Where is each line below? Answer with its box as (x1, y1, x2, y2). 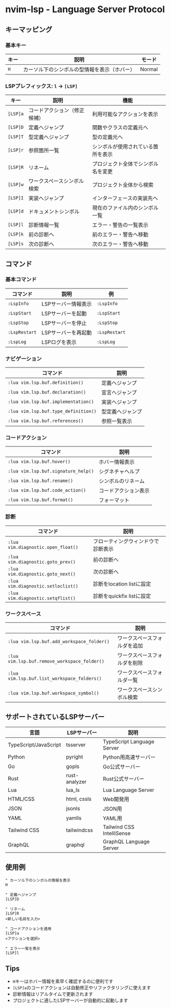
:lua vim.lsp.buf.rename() (8, 478, 73, 484)
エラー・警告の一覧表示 (92, 222, 149, 229)
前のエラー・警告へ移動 (92, 231, 149, 238)
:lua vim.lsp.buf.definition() (8, 380, 84, 386)
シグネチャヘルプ (99, 468, 140, 475)
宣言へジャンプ (101, 389, 137, 396)
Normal (140, 65, 158, 72)
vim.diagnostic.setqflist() (8, 595, 76, 601)
